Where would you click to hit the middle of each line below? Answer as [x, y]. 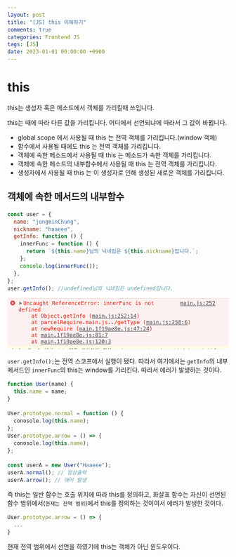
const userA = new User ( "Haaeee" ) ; [59, 465]
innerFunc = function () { [59, 244]
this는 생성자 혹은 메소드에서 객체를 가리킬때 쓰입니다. [81, 107]
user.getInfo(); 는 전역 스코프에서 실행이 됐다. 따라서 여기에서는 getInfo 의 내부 [118, 361]
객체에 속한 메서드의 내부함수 [66, 197]
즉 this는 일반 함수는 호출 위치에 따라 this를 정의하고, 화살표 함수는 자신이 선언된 [117, 495]
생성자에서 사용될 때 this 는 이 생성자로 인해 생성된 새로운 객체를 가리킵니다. [121, 173]
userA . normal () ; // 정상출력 [47, 473]
